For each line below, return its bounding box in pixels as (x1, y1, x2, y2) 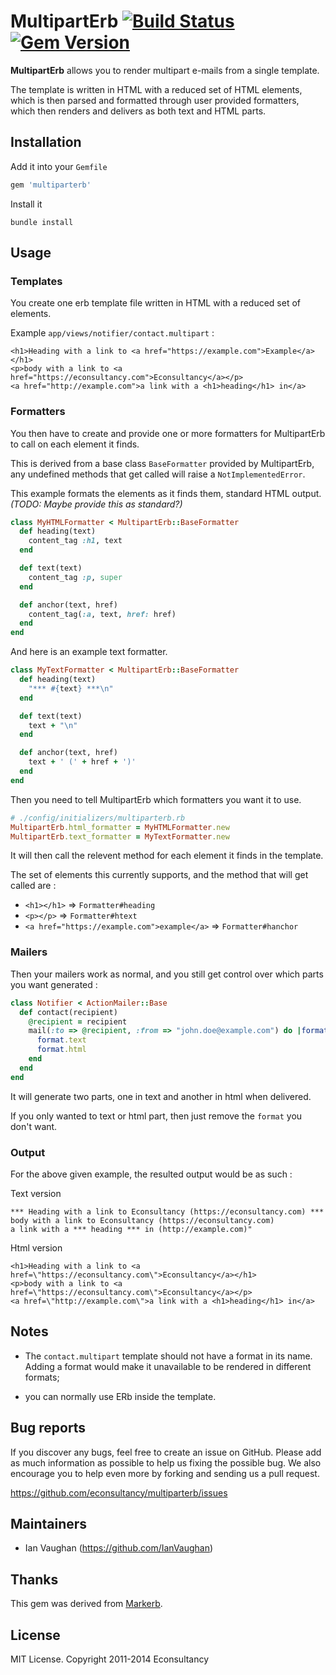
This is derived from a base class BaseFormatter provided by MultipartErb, (10, 457, 315, 469)
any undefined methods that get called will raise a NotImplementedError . (10, 468, 306, 480)
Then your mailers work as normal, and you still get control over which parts (10, 968, 324, 980)
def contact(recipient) (19, 1007, 118, 1017)
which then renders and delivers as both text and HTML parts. (10, 105, 267, 117)
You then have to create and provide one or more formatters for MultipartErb (10, 427, 326, 439)
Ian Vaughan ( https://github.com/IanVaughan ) (24, 1542, 214, 1554)
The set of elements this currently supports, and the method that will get (10, 869, 309, 881)
